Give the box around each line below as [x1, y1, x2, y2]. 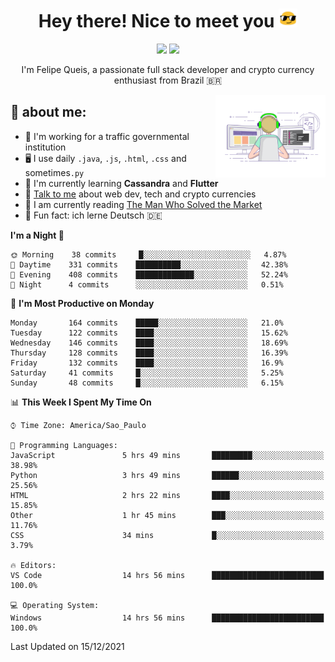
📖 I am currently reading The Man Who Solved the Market [24, 198, 263, 210]
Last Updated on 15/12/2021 [10, 640, 125, 652]
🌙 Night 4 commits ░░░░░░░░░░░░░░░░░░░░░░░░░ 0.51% [10, 279, 284, 290]
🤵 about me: [10, 104, 87, 121]
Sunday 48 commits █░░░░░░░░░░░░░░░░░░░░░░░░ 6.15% [10, 378, 284, 388]
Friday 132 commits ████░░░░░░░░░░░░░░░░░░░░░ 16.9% [10, 358, 284, 368]
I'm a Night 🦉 [10, 229, 65, 241]
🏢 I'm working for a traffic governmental [24, 130, 190, 142]
